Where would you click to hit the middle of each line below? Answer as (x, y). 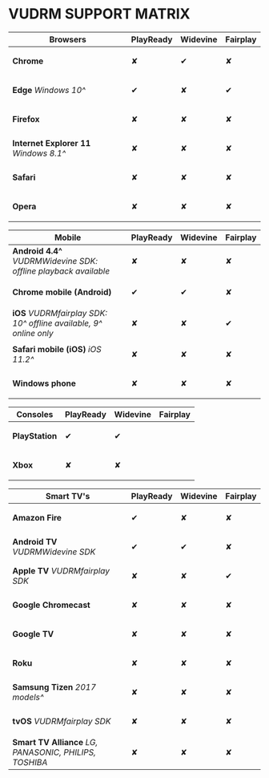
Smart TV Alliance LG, (55, 742)
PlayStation (35, 436)
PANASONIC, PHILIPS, (54, 752)
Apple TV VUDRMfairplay (61, 570)
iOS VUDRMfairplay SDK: (60, 313)
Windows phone (44, 383)
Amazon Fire (37, 517)
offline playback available (61, 271)
